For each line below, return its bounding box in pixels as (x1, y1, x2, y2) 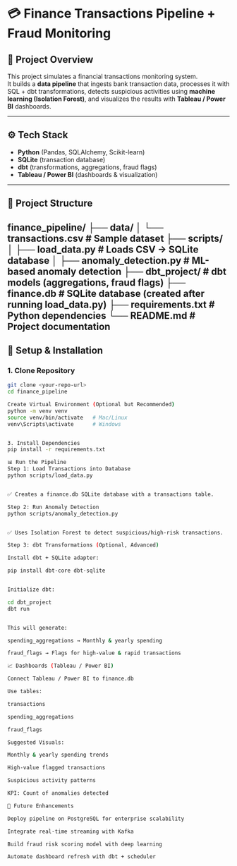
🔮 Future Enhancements (7, 802, 74, 810)
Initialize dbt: (7, 586, 55, 593)
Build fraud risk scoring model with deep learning (7, 841, 162, 848)
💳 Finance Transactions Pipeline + (7, 6, 216, 22)
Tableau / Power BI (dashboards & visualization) (17, 170, 158, 178)
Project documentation (7, 320, 111, 332)
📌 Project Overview (7, 54, 94, 66)
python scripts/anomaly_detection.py (7, 510, 119, 517)
